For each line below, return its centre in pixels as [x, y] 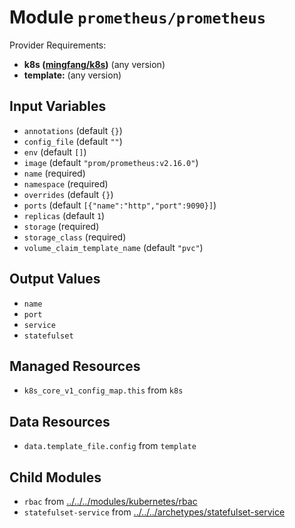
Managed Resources [75, 366]
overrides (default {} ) [68, 194]
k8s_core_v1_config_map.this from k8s [103, 390]
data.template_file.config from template [110, 446]
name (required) [54, 173]
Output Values [55, 279]
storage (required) [61, 226]
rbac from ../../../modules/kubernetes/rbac [110, 501]
